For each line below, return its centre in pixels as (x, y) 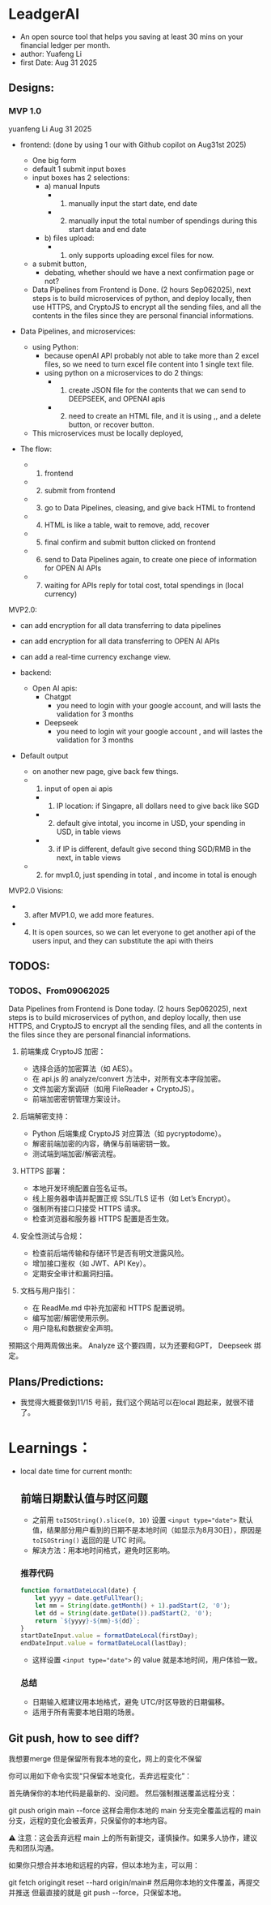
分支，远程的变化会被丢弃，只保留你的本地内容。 (90, 1821)
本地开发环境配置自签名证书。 (82, 1189)
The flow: (36, 449)
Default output (44, 755)
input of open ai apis (78, 789)
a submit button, (59, 264)
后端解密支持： (45, 1116)
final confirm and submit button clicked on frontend (130, 542)
